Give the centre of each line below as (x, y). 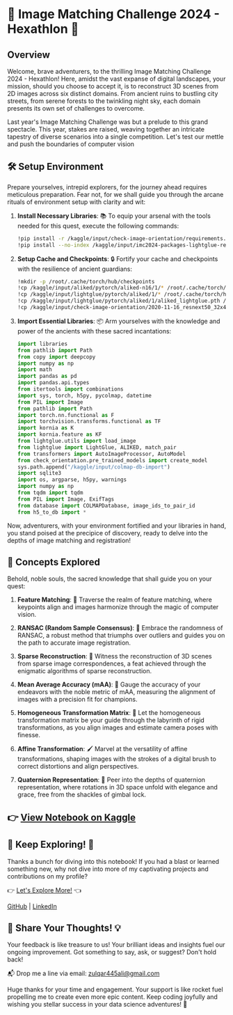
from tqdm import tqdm (50, 493)
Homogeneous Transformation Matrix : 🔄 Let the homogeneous (109, 713)
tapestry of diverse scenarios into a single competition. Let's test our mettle (115, 136)
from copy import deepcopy (56, 357)
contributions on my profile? (48, 876)
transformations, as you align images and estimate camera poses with (118, 727)
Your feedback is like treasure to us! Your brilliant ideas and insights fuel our (116, 945)
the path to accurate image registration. (74, 643)
